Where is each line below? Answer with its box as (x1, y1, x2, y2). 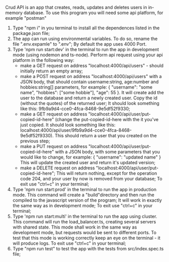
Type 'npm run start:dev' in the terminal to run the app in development (12, 47, 159, 52)
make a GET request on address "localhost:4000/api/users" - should (20, 63, 163, 68)
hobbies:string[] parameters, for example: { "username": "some (20, 84, 153, 90)
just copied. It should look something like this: (20, 122, 115, 128)
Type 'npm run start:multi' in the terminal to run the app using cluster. (12, 213, 157, 219)
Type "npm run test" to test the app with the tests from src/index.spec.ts (12, 246, 164, 251)
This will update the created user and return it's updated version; (20, 160, 156, 165)
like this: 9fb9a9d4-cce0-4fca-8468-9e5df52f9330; (20, 106, 131, 111)
